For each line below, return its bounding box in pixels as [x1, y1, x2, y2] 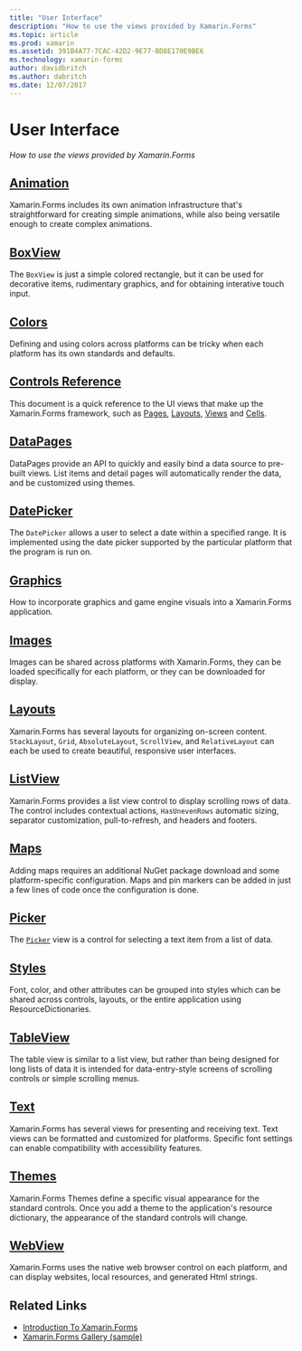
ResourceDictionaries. [9, 1004, 92, 1015]
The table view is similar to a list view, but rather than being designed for [9, 1053, 280, 1064]
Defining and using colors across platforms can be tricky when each [9, 338, 264, 349]
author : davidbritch [9, 64, 88, 73]
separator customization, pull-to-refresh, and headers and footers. [9, 815, 258, 826]
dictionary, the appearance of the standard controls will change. [9, 1212, 249, 1223]
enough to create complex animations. [9, 219, 153, 230]
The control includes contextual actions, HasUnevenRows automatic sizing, [9, 805, 279, 816]
